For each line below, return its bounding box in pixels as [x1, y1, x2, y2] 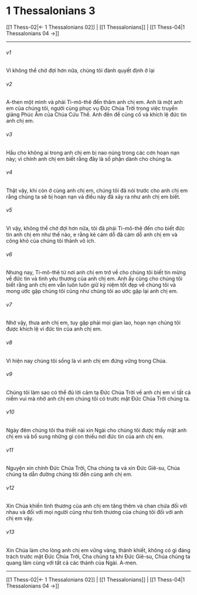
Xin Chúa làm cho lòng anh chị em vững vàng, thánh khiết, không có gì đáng [6, 546, 191, 553]
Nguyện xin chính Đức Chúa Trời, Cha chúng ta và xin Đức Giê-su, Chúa [6, 465, 180, 472]
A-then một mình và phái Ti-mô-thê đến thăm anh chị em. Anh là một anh [6, 99, 183, 106]
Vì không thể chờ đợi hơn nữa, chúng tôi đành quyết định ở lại [6, 67, 155, 74]
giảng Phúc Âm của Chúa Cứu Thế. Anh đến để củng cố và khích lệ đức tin [6, 111, 187, 118]
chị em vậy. [6, 515, 34, 522]
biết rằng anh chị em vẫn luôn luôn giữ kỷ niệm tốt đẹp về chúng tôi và [6, 281, 176, 288]
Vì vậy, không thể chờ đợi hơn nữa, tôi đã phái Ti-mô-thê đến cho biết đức [6, 224, 185, 231]
